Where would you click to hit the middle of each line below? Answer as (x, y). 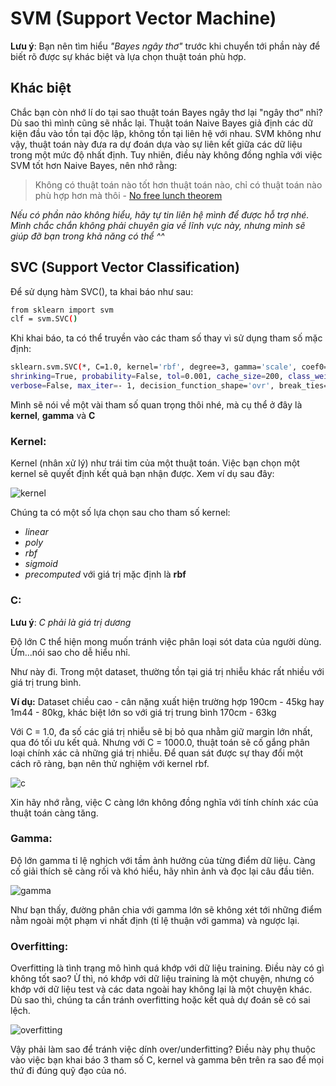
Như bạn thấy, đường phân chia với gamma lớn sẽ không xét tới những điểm (166, 909)
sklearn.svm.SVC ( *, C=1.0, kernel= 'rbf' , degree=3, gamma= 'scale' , (154, 367)
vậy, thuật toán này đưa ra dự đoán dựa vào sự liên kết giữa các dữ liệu (156, 144)
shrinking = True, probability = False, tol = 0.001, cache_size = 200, (147, 377)
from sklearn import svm (62, 310)
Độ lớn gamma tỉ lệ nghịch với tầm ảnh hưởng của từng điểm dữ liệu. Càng (163, 860)
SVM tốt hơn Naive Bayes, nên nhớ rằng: (94, 165)
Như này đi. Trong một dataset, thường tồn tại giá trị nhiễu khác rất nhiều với (167, 671)
